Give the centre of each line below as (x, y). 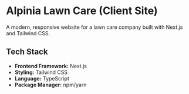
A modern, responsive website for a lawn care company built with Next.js (95, 27)
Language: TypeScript (42, 78)
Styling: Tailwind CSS (41, 72)
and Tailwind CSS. (28, 33)
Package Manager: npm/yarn (50, 85)
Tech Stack (27, 52)
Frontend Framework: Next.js (50, 66)
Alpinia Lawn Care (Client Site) (82, 11)
